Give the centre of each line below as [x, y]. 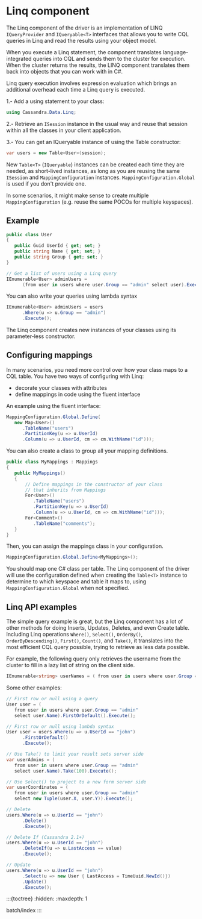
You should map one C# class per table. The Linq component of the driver [98, 569]
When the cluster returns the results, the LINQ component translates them [98, 65]
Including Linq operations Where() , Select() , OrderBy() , [75, 635]
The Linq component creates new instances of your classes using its [91, 330]
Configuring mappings [50, 355]
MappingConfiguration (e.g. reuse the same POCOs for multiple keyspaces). [100, 202]
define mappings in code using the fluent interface [78, 394]
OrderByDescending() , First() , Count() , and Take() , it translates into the [95, 641]
